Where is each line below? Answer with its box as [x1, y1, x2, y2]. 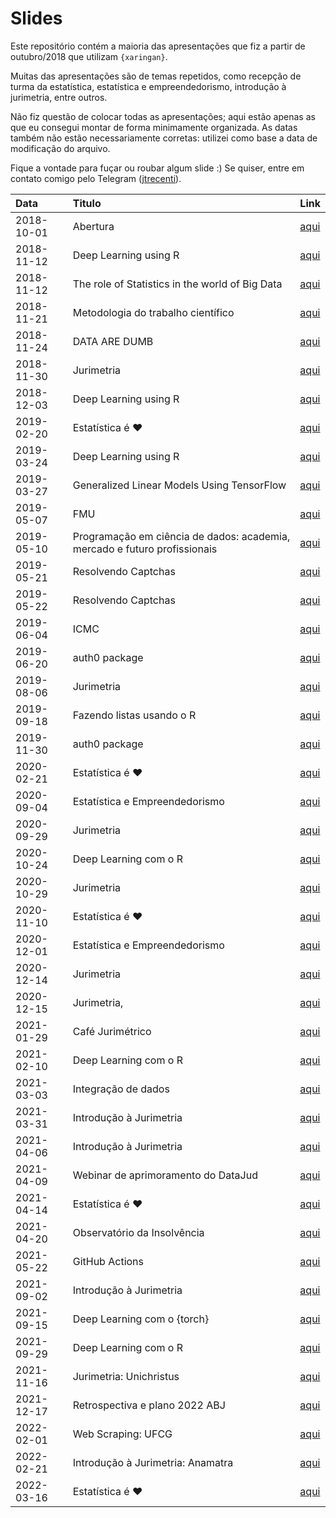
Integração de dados [72, 1082, 170, 1096]
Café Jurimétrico [72, 1024, 152, 1038]
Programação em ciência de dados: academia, [72, 529, 291, 543]
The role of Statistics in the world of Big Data [72, 277, 283, 291]
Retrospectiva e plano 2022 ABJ [72, 1398, 226, 1412]
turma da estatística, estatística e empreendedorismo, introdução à [10, 80, 287, 92]
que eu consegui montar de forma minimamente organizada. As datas [10, 121, 298, 133]
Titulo [72, 196, 102, 210]
